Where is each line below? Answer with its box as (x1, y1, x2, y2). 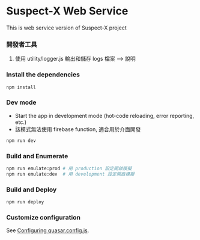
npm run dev (6, 137, 36, 144)
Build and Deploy (6, 185, 57, 194)
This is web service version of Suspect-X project (6, 24, 127, 31)
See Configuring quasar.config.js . (6, 227, 89, 234)
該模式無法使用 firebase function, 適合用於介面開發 (14, 125, 141, 133)
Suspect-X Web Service (6, 4, 129, 18)
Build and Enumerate (6, 152, 68, 160)
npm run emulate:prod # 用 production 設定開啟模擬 (6, 165, 132, 171)
